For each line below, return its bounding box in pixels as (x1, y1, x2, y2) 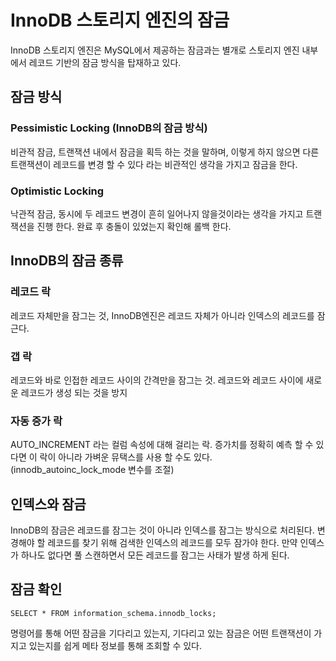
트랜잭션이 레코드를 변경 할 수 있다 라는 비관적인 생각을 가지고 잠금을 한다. (10, 158, 298, 170)
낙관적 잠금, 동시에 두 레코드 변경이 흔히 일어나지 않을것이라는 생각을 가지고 (10, 207, 304, 220)
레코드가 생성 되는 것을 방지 (20, 386, 128, 398)
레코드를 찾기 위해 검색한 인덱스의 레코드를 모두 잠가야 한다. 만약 (47, 537, 298, 549)
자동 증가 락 (10, 414, 63, 428)
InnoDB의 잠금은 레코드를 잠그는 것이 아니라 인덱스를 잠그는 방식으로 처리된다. (10, 524, 315, 536)
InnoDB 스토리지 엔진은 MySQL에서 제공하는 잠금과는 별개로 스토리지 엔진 (10, 44, 300, 56)
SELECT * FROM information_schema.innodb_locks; (10, 608, 217, 618)
